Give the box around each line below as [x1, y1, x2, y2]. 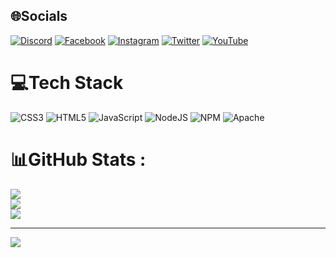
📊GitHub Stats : [10, 148, 147, 171]
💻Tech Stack [10, 72, 124, 94]
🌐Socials [10, 8, 68, 25]
